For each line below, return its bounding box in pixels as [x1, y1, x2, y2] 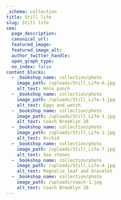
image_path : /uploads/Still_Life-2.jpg [17, 130, 116, 136]
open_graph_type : [11, 58, 55, 64]
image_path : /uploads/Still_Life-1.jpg [17, 113, 116, 119]
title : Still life [6, 14, 52, 20]
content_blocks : [6, 69, 46, 75]
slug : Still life [6, 20, 49, 25]
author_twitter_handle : [11, 53, 70, 59]
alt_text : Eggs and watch [17, 102, 81, 108]
